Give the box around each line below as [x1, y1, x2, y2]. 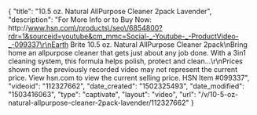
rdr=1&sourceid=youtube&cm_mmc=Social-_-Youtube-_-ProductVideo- [8, 31, 239, 41]
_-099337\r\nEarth [8, 40, 69, 49]
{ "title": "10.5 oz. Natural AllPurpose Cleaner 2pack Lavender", [8, 7, 212, 16]
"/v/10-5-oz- [197, 90, 239, 99]
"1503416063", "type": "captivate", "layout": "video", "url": [8, 90, 196, 99]
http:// [8, 23, 29, 32]
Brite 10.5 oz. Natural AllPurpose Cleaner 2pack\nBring [70, 40, 248, 49]
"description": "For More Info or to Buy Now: [8, 15, 152, 24]
